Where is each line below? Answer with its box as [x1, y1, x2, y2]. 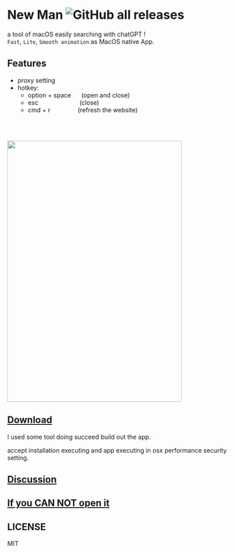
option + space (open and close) [27, 91, 130, 99]
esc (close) [27, 98, 100, 107]
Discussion [7, 474, 57, 485]
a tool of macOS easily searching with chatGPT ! [7, 30, 146, 38]
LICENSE [7, 521, 47, 533]
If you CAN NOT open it [7, 497, 110, 509]
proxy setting [17, 76, 56, 84]
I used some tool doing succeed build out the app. [7, 433, 151, 441]
